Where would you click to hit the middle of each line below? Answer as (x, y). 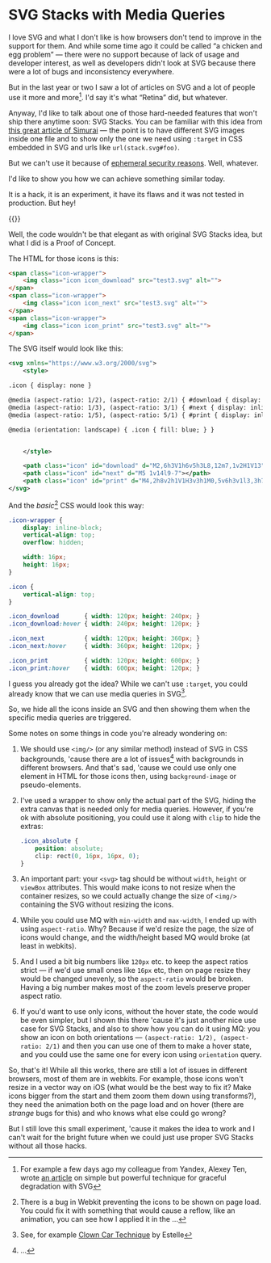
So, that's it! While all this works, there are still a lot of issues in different (128, 1070)
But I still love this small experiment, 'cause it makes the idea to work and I (132, 1129)
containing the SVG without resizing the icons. (97, 905)
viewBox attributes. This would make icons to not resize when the (127, 887)
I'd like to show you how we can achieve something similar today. (117, 179)
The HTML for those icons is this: (64, 258)
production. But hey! (42, 203)
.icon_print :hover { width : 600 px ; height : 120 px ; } (104, 668)
